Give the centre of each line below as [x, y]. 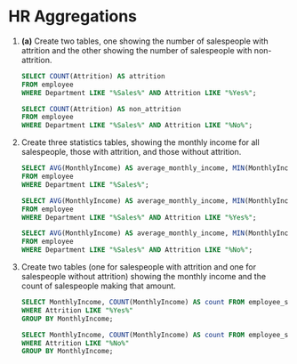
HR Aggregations [73, 16]
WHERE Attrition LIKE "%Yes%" [77, 310]
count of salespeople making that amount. [99, 286]
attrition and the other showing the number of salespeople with [136, 50]
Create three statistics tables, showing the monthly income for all [140, 142]
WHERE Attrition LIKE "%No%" [75, 343]
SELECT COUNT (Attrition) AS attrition [93, 76]
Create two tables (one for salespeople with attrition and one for [139, 267]
